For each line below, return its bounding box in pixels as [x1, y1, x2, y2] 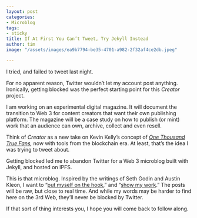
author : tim [6, 42, 35, 48]
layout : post [6, 8, 38, 15]
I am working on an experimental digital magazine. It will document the [6, 103, 178, 110]
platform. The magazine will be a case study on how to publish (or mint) [6, 116, 180, 123]
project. [6, 92, 25, 99]
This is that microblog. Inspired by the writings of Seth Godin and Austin [6, 175, 181, 182]
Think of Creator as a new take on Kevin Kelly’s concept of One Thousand [6, 133, 185, 140]
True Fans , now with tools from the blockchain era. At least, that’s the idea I [6, 139, 189, 147]
